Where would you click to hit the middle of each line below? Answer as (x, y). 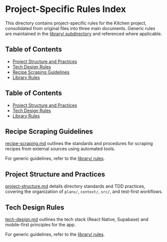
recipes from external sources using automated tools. (60, 149)
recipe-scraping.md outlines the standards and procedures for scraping (79, 143)
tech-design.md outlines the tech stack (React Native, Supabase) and (77, 219)
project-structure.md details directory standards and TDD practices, (75, 186)
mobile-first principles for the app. (40, 224)
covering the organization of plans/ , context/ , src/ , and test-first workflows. (84, 191)
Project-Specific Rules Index (66, 9)
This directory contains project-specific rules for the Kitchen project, (76, 23)
